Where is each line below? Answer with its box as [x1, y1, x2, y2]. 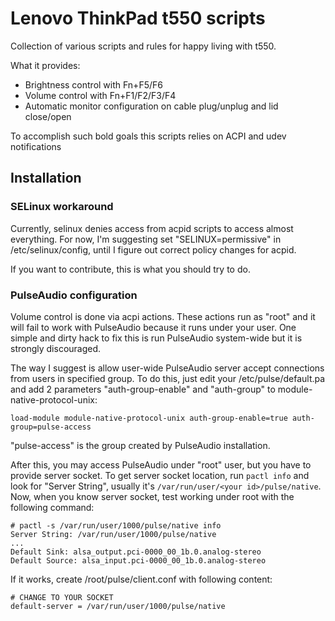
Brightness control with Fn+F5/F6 [24, 78, 163, 91]
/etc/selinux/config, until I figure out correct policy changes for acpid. [10, 243, 297, 256]
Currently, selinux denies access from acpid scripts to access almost [10, 222, 294, 234]
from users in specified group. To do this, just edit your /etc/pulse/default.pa [10, 372, 326, 384]
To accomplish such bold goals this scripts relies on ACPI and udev [10, 130, 287, 142]
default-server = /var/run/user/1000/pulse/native [10, 601, 226, 611]
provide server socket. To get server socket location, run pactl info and [10, 469, 310, 481]
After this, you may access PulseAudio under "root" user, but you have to [10, 458, 312, 471]
